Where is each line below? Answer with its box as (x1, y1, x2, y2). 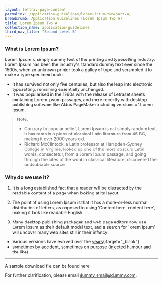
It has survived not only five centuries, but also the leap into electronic (12, 81, 153, 87)
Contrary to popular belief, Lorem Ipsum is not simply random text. (24, 126, 157, 132)
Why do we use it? (5, 174, 49, 180)
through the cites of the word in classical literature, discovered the (24, 157, 157, 163)
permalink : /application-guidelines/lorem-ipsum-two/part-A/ (5, 12, 131, 16)
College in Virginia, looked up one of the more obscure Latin (24, 146, 145, 152)
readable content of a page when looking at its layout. (12, 190, 120, 196)
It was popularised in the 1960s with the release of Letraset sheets (12, 91, 145, 97)
